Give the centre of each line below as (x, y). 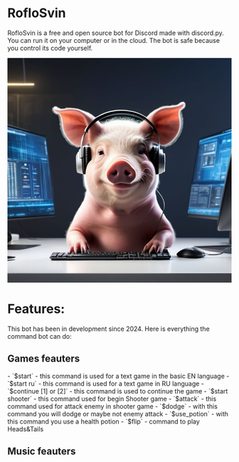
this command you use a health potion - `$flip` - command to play (104, 421)
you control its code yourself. (50, 48)
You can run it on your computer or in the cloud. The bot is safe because (114, 40)
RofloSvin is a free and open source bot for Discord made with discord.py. (116, 33)
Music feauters (42, 452)
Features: (36, 309)
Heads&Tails (26, 428)
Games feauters (44, 359)
